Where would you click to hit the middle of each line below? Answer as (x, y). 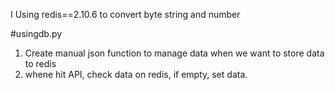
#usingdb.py (36, 33)
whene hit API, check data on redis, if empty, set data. (136, 74)
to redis (40, 63)
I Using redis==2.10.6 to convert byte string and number (125, 14)
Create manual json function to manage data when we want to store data (174, 53)
